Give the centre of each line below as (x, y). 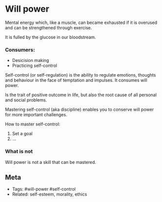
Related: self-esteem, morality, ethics (50, 194)
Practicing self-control (35, 66)
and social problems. (26, 100)
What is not (19, 151)
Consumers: (20, 50)
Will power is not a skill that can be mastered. (51, 162)
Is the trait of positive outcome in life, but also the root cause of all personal (81, 95)
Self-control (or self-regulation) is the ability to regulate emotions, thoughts (81, 75)
